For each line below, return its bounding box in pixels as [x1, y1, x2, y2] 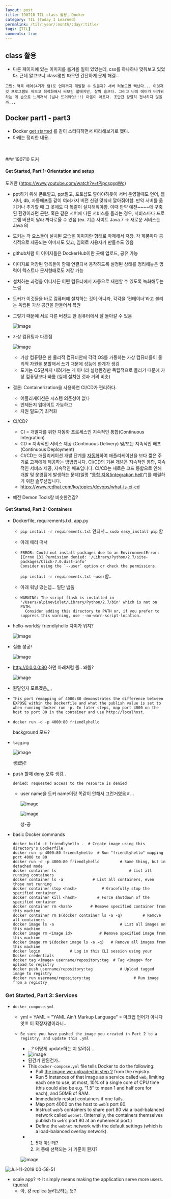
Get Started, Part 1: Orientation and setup [5, 168, 95, 174]
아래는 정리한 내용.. [12, 134, 51, 141]
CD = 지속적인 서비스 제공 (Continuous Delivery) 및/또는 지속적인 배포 [20, 440, 161, 446]
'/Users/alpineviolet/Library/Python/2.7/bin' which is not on [20, 600, 158, 605]
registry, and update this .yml [20, 1036, 89, 1041]
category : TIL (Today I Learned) [5, 17, 76, 22]
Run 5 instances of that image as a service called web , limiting [35, 1074, 164, 1080]
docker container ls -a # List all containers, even [12, 877, 154, 883]
